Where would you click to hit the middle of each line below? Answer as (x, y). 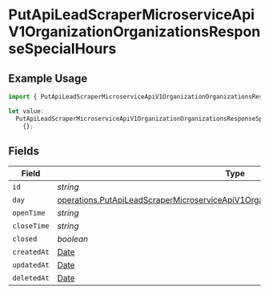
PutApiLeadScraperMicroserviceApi (131, 15)
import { (23, 97)
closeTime (31, 226)
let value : (26, 111)
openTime (29, 213)
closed (25, 239)
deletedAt (31, 278)
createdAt (31, 252)
